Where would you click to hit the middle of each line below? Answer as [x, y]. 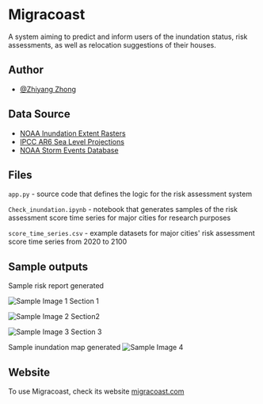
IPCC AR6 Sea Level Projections [72, 141]
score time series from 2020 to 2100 [68, 242]
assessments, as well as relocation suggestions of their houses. [112, 44]
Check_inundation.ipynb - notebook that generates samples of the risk [123, 210]
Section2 [86, 317]
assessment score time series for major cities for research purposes [120, 218]
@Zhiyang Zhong [48, 89]
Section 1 [84, 301]
